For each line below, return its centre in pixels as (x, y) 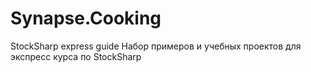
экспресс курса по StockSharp (76, 56)
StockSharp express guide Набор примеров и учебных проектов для (156, 46)
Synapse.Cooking (86, 18)
